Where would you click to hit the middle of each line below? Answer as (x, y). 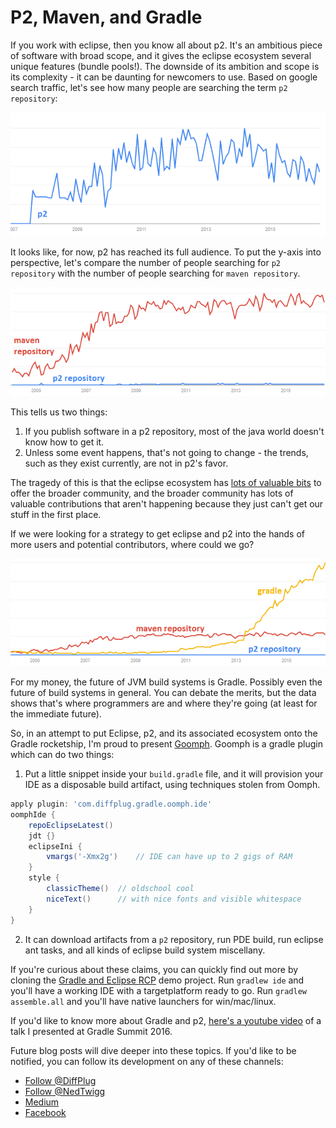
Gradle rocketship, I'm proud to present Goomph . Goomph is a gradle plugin (166, 744)
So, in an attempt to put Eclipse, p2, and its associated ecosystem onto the (164, 733)
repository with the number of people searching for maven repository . (155, 273)
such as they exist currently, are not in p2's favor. (126, 463)
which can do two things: (62, 755)
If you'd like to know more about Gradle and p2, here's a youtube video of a (166, 1020)
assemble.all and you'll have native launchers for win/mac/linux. (143, 1001)
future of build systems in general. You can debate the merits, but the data (163, 693)
